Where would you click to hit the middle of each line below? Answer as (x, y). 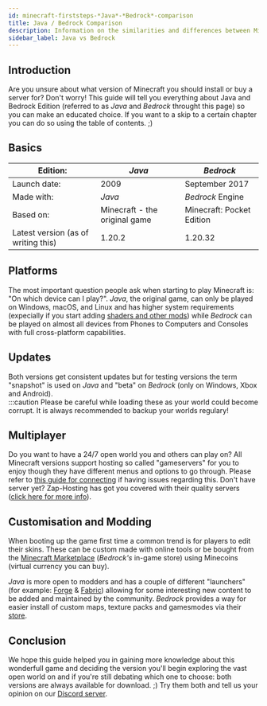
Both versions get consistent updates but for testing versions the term (123, 376)
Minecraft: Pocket (218, 209)
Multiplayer (37, 435)
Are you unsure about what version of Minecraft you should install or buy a (130, 89)
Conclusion (37, 640)
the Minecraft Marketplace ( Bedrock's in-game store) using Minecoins (123, 558)
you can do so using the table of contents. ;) (81, 123)
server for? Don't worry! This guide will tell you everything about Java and (130, 98)
